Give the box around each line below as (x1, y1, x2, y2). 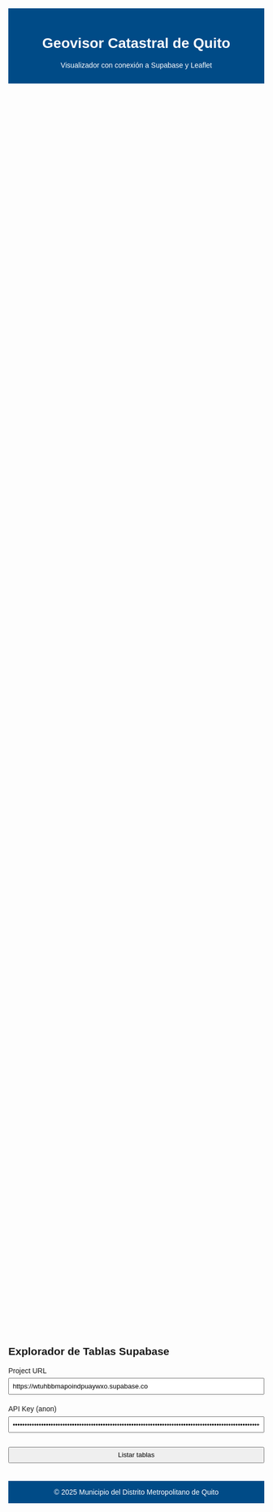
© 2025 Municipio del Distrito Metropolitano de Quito (54, 1487, 219, 1497)
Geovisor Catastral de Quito (41, 35, 231, 52)
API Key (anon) (8, 1405, 57, 1414)
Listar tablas (118, 1450, 155, 1459)
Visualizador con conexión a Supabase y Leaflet (60, 60, 212, 70)
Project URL (8, 1366, 47, 1376)
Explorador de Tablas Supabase (8, 1345, 170, 1358)
